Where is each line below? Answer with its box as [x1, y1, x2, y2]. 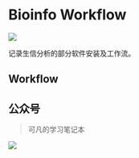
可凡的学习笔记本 [27, 125, 85, 135]
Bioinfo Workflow [8, 6, 127, 24]
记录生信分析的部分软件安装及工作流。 [8, 48, 135, 58]
